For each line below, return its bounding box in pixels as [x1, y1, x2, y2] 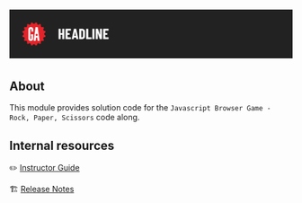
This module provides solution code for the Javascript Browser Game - [9, 102, 271, 113]
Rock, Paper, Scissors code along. [9, 112, 140, 123]
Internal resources [9, 137, 115, 153]
